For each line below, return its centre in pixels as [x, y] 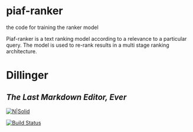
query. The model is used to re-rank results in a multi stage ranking [88, 45]
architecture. [22, 51]
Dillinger [27, 75]
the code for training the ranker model [52, 27]
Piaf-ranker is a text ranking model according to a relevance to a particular [97, 38]
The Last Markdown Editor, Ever [66, 97]
